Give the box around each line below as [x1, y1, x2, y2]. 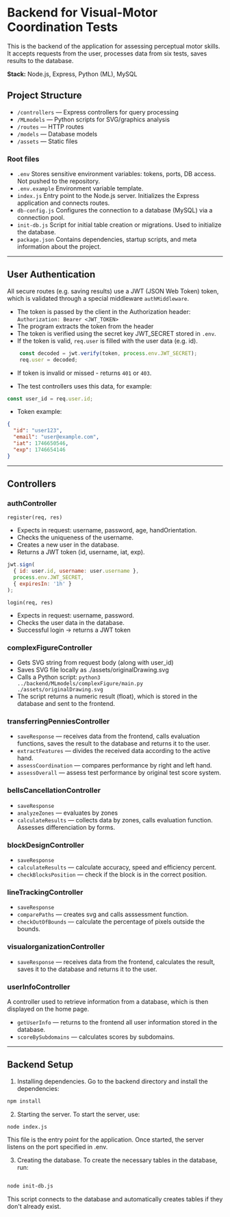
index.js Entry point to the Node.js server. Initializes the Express [16, 192, 200, 200]
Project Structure [7, 90, 82, 101]
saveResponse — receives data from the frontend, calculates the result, [16, 957, 216, 966]
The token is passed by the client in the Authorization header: [16, 307, 191, 316]
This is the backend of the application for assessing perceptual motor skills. [7, 42, 220, 50]
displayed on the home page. [7, 1005, 90, 1013]
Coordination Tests [7, 19, 118, 35]
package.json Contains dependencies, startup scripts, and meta [16, 235, 197, 244]
